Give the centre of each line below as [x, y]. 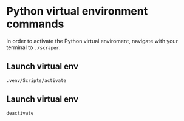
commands [35, 24]
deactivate [20, 113]
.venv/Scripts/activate [36, 80]
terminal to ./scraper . [33, 47]
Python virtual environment [77, 11]
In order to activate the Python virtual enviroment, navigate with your [92, 41]
